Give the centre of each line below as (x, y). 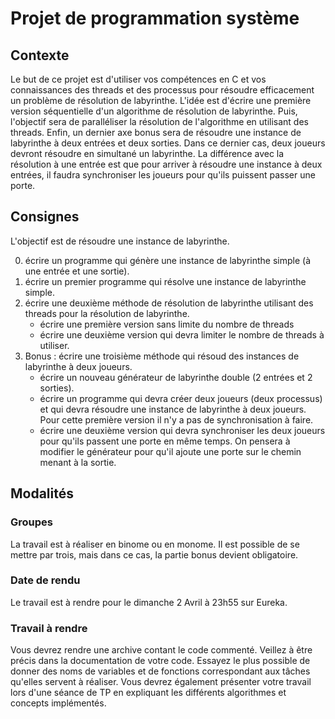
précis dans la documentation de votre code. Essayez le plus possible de (160, 661)
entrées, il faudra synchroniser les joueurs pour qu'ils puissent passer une (163, 175)
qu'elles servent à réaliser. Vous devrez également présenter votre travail (161, 682)
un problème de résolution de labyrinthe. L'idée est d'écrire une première (161, 100)
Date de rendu (45, 580)
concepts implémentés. (58, 703)
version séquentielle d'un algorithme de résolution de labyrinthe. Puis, (154, 111)
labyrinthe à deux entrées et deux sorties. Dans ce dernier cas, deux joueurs (168, 143)
